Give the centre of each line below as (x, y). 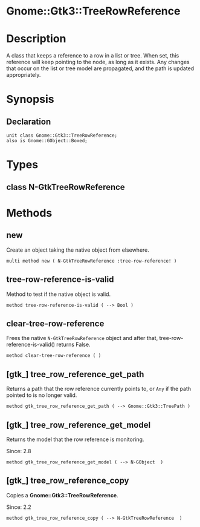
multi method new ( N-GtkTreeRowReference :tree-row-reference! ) (92, 261)
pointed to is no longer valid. (42, 395)
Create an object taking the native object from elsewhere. (78, 250)
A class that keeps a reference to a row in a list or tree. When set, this (93, 56)
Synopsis (30, 100)
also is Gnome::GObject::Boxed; (47, 141)
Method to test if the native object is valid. (58, 294)
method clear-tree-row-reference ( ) (54, 356)
